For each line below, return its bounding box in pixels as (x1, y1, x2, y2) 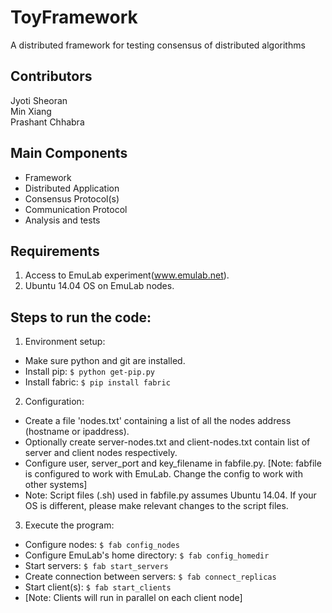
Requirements (10, 242, 100, 260)
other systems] (24, 479, 88, 491)
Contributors (10, 68, 93, 85)
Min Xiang (10, 105, 52, 117)
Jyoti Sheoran (10, 94, 68, 106)
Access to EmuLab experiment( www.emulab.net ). (24, 269, 230, 281)
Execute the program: (24, 519, 115, 531)
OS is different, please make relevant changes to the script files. (24, 500, 289, 512)
